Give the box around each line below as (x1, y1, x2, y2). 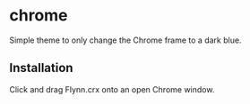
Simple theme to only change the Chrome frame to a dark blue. (9, 35, 242, 45)
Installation (9, 60, 73, 76)
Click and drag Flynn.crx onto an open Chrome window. (9, 84, 215, 94)
